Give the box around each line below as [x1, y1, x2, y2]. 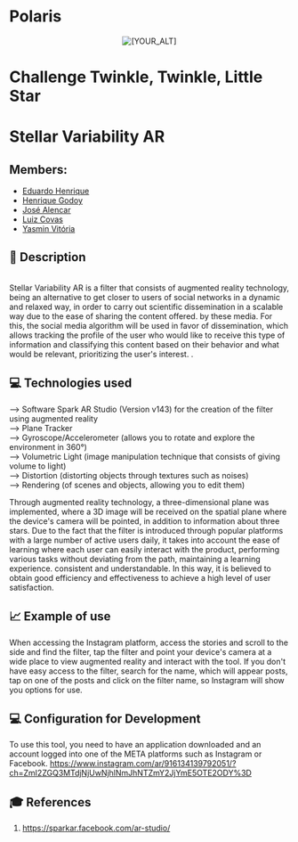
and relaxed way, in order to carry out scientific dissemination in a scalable [9, 301, 284, 312]
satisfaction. [9, 582, 55, 593]
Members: [9, 162, 68, 177]
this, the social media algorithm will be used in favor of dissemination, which [9, 320, 289, 331]
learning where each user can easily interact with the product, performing [9, 544, 280, 554]
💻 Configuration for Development [9, 711, 201, 726]
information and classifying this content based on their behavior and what [9, 339, 280, 349]
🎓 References [9, 795, 92, 810]
